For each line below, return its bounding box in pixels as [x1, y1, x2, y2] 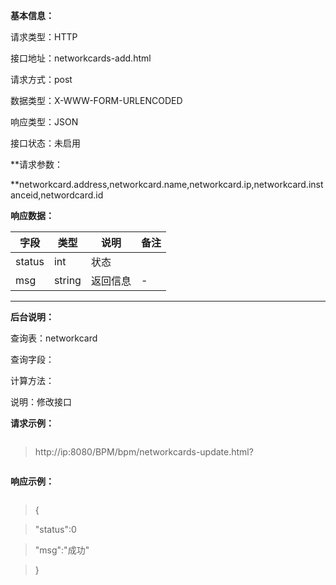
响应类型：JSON [10, 116, 79, 128]
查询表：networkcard [10, 332, 98, 344]
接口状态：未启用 [10, 137, 81, 149]
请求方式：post [10, 74, 73, 85]
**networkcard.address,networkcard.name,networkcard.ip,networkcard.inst [10, 179, 324, 190]
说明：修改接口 [10, 396, 72, 408]
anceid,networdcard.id [10, 189, 104, 201]
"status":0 [34, 524, 77, 535]
